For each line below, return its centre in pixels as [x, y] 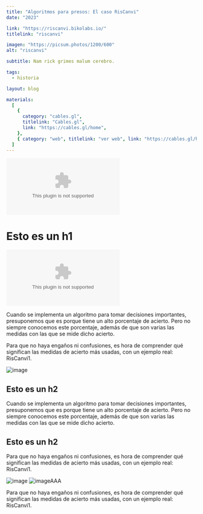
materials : [20, 100]
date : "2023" [23, 17]
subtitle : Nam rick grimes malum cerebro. [60, 62]
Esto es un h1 [40, 236]
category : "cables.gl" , [52, 116]
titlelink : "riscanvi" [35, 34]
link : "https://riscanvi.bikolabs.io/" [56, 28]
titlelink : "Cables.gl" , [53, 122]
